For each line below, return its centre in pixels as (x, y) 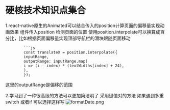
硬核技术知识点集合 (46, 10)
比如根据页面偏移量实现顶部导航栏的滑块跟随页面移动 (75, 38)
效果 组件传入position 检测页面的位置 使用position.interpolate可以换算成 (85, 32)
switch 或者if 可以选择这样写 (35, 102)
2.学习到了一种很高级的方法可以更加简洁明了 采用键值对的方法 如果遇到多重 (85, 95)
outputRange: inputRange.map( (56, 61)
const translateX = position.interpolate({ (70, 52)
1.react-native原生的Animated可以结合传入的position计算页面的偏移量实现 (83, 25)
